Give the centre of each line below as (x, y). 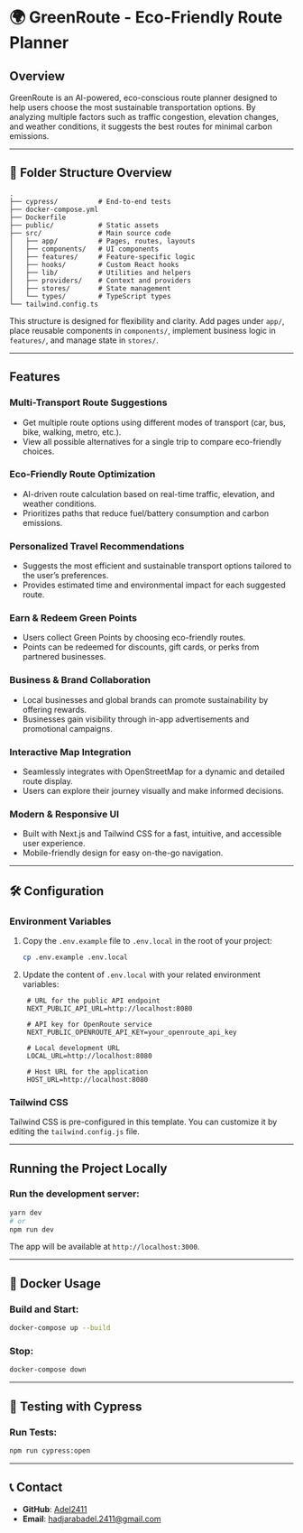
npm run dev (32, 1229)
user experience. (54, 844)
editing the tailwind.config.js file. (74, 1131)
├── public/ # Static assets (84, 225)
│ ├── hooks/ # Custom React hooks (94, 264)
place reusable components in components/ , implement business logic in (143, 330)
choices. (38, 451)
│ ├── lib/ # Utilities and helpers (101, 272)
